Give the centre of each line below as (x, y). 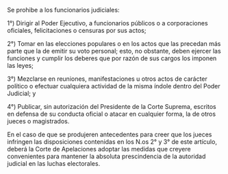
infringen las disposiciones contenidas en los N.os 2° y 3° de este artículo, (112, 142)
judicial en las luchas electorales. (54, 163)
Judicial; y (22, 93)
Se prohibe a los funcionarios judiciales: (63, 10)
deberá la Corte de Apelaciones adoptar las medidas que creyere (99, 149)
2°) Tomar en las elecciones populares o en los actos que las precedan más (114, 43)
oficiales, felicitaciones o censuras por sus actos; (77, 30)
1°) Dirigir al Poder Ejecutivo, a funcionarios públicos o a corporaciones (107, 23)
